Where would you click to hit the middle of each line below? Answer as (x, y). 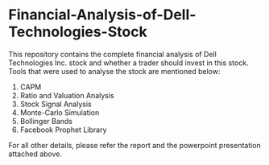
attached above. (35, 154)
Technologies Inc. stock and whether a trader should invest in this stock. (128, 63)
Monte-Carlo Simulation (60, 112)
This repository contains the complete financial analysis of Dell (113, 54)
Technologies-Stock (78, 32)
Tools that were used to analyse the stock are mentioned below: (114, 71)
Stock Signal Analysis (56, 104)
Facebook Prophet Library (63, 130)
